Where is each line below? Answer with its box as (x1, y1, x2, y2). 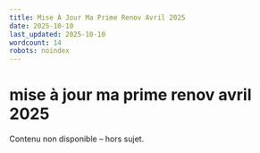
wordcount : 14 (9, 38, 63, 47)
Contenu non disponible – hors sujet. (9, 133, 145, 144)
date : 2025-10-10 (9, 21, 74, 30)
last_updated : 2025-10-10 (9, 30, 105, 38)
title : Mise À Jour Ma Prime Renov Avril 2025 (9, 13, 186, 22)
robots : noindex (9, 47, 70, 55)
